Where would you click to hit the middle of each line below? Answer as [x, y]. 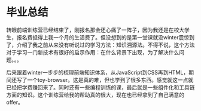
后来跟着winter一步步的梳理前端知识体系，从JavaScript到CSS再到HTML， [98, 72]
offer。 [15, 102]
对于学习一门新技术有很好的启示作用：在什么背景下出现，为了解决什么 [93, 52]
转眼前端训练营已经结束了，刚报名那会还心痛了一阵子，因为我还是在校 [93, 30]
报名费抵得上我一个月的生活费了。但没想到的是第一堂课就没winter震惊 [103, 37]
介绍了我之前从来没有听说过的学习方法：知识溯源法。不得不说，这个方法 [106, 45]
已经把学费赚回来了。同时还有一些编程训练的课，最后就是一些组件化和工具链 [100, 87]
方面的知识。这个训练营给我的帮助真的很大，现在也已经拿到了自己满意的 [95, 95]
